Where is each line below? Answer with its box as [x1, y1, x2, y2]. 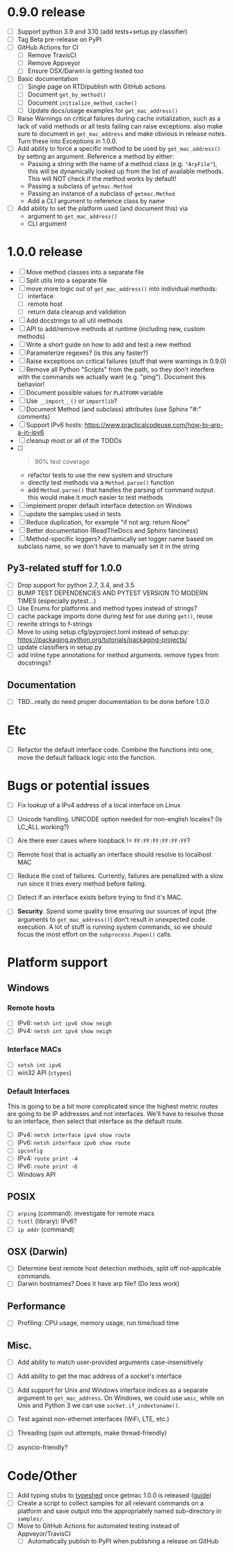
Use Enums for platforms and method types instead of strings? [17, 603, 198, 612]
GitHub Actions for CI [17, 43, 79, 52]
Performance [7, 1300, 66, 1312]
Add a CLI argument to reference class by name [27, 196, 166, 205]
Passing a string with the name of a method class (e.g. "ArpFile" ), [27, 159, 218, 168]
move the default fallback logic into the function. [17, 754, 156, 762]
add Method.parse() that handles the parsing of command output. [27, 485, 216, 494]
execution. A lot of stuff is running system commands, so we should [17, 923, 212, 931]
